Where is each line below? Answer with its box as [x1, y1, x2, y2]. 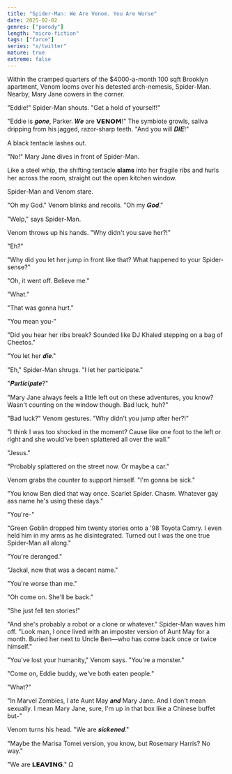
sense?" [7, 263, 31, 271]
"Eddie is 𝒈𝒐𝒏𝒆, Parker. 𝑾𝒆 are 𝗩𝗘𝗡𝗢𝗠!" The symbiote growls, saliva [7, 117, 208, 125]
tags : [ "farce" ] [7, 36, 54, 43]
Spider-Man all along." [7, 538, 72, 547]
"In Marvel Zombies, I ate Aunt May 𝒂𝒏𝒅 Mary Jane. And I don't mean [7, 696, 206, 705]
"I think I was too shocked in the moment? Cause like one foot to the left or [7, 427, 222, 436]
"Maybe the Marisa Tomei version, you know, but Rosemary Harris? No [7, 739, 210, 747]
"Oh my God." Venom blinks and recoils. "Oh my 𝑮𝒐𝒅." [7, 201, 164, 209]
